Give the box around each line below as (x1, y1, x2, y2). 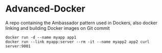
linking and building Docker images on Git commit (5, 25, 110, 31)
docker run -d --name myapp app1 (5, 35, 77, 40)
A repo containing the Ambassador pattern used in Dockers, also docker (5, 20, 157, 26)
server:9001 (5, 43, 31, 48)
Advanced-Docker (5, 3, 85, 15)
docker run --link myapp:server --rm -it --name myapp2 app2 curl (5, 39, 150, 44)
